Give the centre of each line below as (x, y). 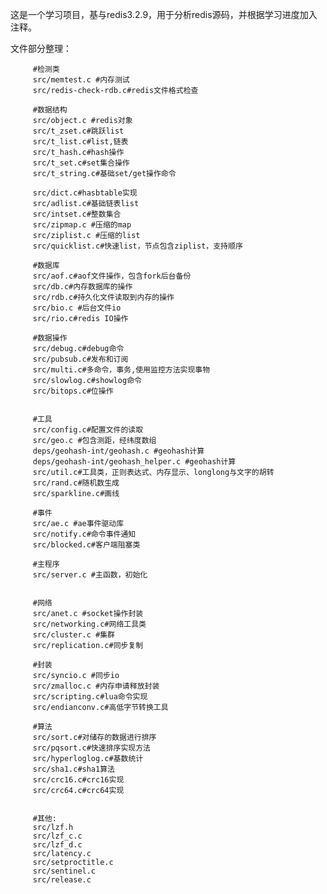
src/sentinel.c (64, 871)
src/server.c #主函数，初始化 (90, 575)
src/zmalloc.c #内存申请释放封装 (96, 686)
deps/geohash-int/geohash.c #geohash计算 (118, 451)
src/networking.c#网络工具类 (89, 624)
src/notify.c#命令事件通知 (84, 534)
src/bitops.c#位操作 (73, 391)
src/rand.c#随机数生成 (76, 483)
